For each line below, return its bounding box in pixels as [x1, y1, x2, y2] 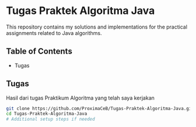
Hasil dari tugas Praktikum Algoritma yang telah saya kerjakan [6, 94, 155, 101]
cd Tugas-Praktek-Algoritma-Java [6, 111, 87, 117]
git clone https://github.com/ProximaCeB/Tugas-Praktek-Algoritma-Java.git [6, 105, 194, 111]
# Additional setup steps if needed [6, 117, 95, 122]
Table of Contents [6, 47, 73, 57]
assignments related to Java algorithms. [6, 29, 102, 36]
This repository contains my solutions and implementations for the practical [6, 23, 188, 30]
